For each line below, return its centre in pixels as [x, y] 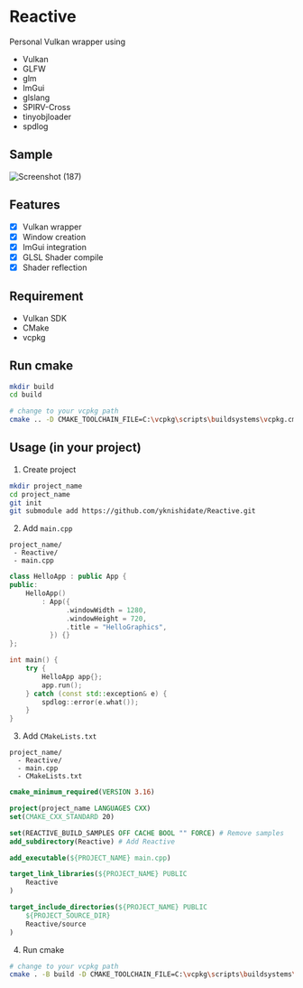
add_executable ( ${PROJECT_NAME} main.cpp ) [90, 858]
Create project [49, 469]
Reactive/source [56, 924]
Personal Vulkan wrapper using [68, 42]
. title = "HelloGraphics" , [117, 627]
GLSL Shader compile [63, 257]
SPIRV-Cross [46, 107]
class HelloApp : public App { [68, 577]
